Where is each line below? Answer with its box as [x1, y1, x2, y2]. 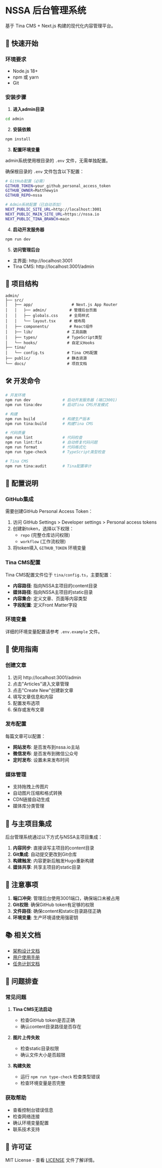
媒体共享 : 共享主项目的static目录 [12, 864, 81, 870]
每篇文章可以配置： [5, 733, 46, 739]
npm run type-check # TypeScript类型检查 [5, 449, 106, 454]
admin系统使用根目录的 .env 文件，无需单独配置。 [5, 157, 111, 163]
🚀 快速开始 [5, 39, 38, 48]
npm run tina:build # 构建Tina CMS [5, 421, 94, 426]
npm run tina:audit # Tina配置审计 [5, 463, 92, 469]
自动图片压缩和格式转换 [12, 790, 62, 796]
